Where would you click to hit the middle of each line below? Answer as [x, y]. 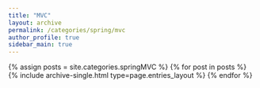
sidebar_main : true [40, 45]
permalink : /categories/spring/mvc [67, 30]
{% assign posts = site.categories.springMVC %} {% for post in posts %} [128, 67]
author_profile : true [44, 37]
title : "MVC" [30, 15]
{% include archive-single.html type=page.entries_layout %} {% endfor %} [130, 75]
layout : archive [35, 23]
